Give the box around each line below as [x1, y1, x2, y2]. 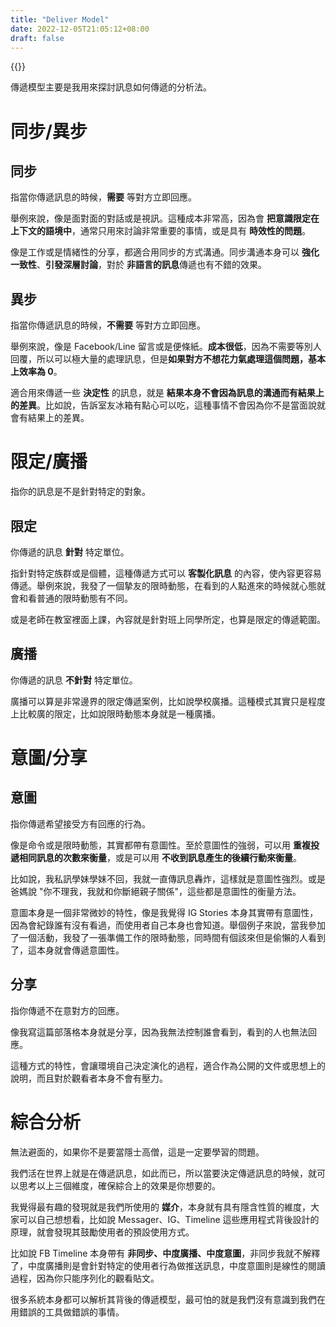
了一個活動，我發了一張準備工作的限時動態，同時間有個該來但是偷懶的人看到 [10, 931, 326, 943]
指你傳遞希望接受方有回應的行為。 [10, 817, 151, 830]
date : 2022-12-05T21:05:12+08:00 [10, 24, 150, 34]
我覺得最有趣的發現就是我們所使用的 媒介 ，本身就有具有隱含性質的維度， [10, 1201, 311, 1213]
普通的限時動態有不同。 [36, 592, 133, 604]
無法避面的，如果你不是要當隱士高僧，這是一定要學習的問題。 [10, 1146, 265, 1158]
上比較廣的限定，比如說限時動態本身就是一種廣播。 [10, 707, 221, 720]
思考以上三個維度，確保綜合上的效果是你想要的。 [18, 1179, 221, 1191]
